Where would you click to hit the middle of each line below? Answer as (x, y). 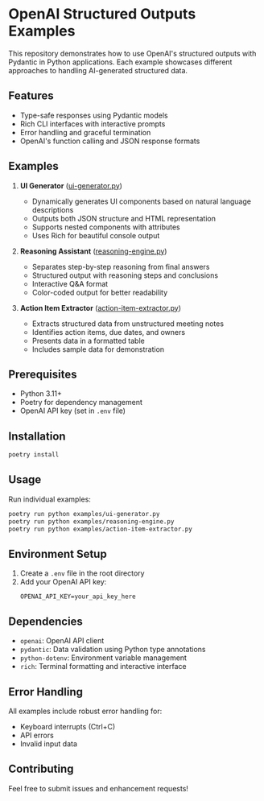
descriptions (53, 209)
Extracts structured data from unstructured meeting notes (128, 324)
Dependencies (45, 621)
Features (31, 96)
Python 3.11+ (41, 394)
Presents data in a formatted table (88, 341)
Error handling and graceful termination (85, 132)
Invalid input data (49, 743)
